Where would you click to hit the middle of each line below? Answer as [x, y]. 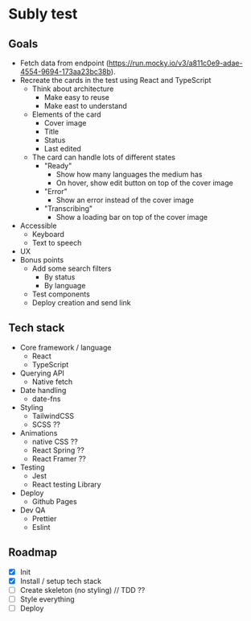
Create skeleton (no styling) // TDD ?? [82, 590]
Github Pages [55, 501]
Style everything [47, 599]
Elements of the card [67, 114]
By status [60, 277]
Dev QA [33, 510]
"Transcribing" [68, 209]
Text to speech [57, 243]
